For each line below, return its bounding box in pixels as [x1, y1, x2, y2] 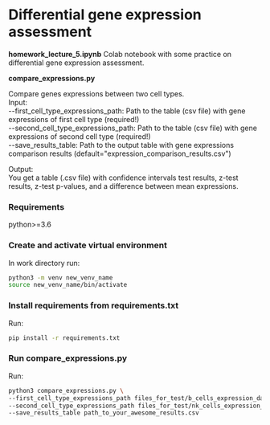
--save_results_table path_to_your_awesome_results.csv [8, 409, 199, 417]
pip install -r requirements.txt [8, 333, 121, 342]
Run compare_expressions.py [8, 353, 128, 364]
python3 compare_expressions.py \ [8, 386, 125, 394]
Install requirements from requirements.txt [8, 300, 179, 311]
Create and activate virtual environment [8, 239, 167, 251]
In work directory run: [8, 258, 80, 268]
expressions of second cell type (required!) [8, 131, 151, 141]
